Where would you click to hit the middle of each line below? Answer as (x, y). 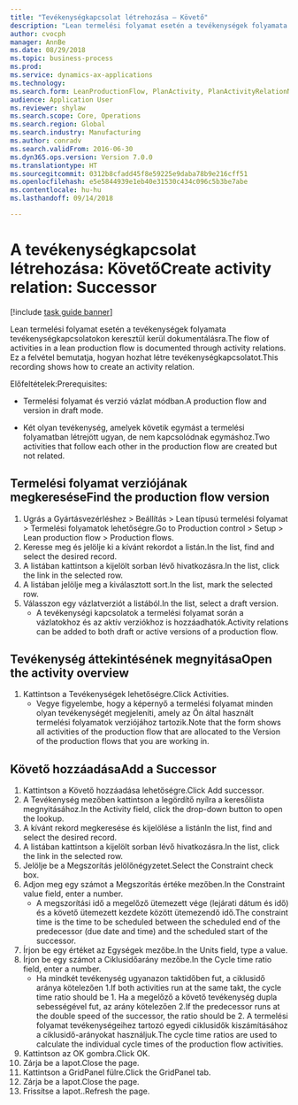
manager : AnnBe (38, 42)
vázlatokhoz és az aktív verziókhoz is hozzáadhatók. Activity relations (162, 622)
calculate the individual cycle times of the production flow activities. (160, 1044)
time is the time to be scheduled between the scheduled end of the (158, 922)
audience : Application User (62, 100)
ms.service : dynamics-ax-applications (81, 75)
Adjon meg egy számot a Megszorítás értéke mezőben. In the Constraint (154, 885)
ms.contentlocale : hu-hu (56, 190)
